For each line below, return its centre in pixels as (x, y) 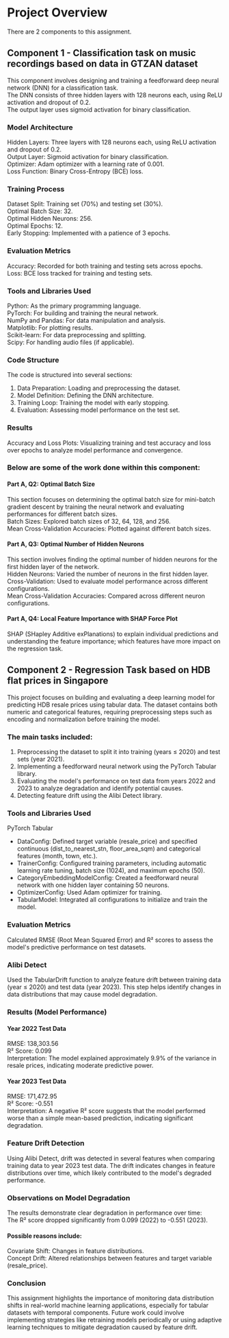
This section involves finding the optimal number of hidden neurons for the (112, 559)
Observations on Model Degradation (69, 1197)
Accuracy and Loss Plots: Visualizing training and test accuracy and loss (109, 443)
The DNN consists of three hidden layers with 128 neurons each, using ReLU (115, 95)
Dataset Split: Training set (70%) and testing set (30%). (85, 204)
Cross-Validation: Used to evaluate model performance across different (108, 581)
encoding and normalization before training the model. (84, 719)
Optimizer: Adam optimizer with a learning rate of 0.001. (86, 164)
